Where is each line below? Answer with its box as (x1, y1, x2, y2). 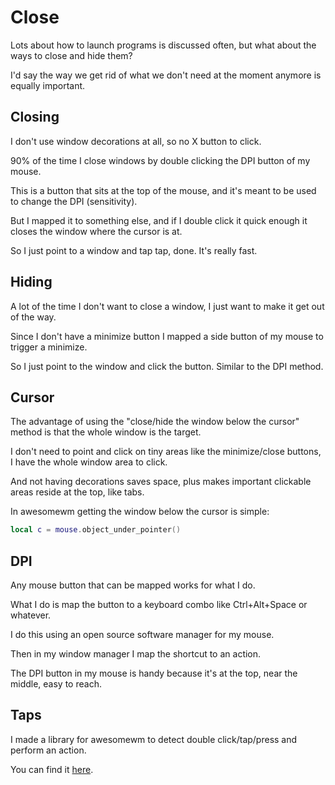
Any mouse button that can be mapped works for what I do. (10, 579, 256, 591)
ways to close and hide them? (10, 49, 133, 61)
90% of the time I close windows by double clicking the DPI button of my (10, 154, 311, 166)
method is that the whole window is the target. (10, 426, 202, 438)
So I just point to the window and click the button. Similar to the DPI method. (10, 360, 324, 372)
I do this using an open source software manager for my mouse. (10, 629, 275, 641)
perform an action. (10, 744, 87, 756)
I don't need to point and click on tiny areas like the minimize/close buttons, (10, 446, 322, 458)
